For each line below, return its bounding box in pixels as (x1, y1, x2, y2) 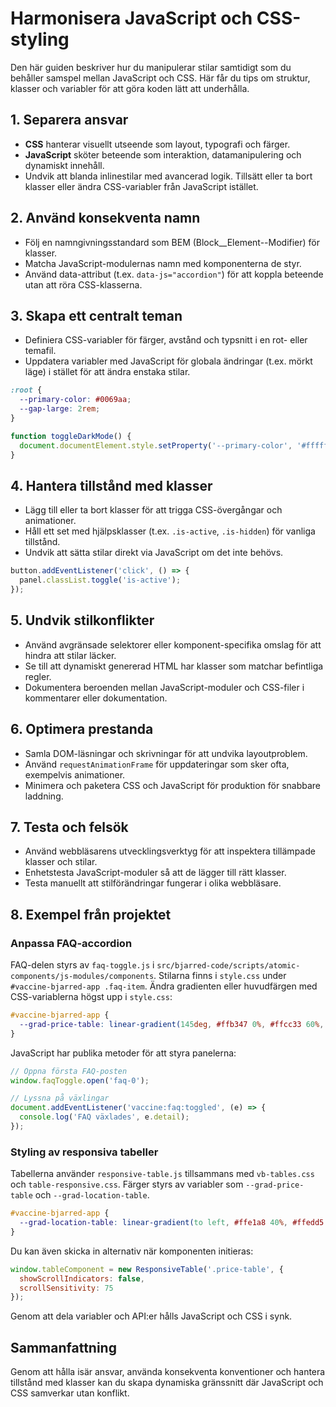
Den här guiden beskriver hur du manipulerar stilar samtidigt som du (10, 61, 292, 73)
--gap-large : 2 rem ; (19, 404, 101, 414)
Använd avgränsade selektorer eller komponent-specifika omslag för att (24, 638, 322, 651)
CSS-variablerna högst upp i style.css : (10, 991, 173, 1003)
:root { (10, 385, 43, 396)
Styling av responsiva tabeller (10, 1145, 159, 1159)
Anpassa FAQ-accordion (10, 936, 133, 950)
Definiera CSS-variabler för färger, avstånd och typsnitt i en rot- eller (24, 334, 308, 346)
